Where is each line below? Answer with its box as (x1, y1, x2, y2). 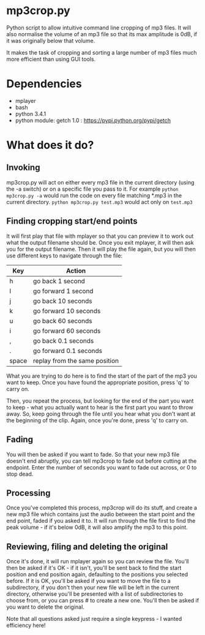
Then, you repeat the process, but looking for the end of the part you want (6, 397, 194, 405)
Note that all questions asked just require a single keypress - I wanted (6, 615, 182, 623)
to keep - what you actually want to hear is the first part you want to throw (6, 403, 194, 411)
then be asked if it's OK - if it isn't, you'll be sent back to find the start (6, 565, 182, 572)
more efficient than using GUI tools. (6, 55, 96, 63)
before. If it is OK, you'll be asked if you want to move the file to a (6, 577, 171, 585)
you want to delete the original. (6, 603, 84, 610)
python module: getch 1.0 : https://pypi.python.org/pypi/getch (15, 116, 171, 124)
